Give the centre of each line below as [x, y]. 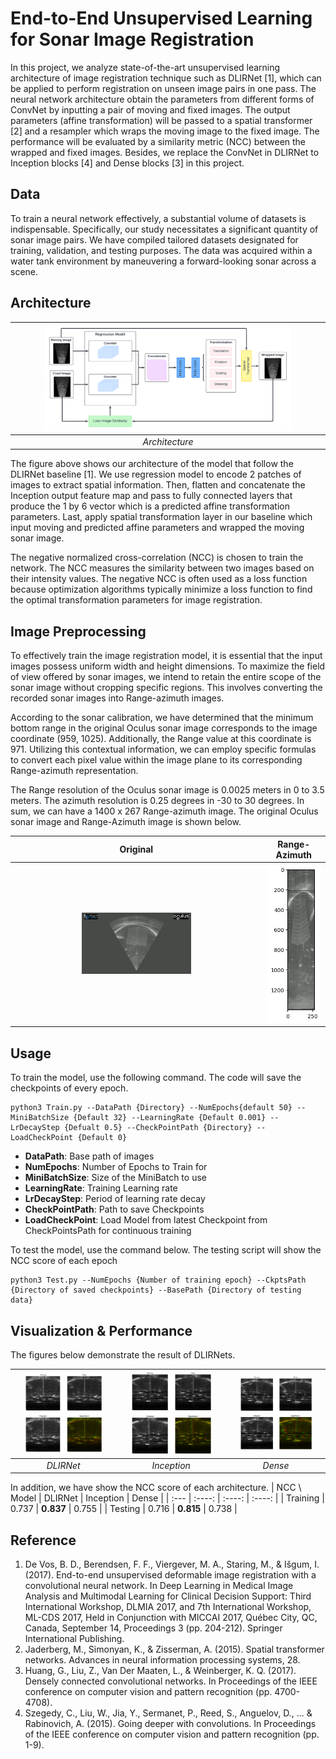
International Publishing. [74, 1639]
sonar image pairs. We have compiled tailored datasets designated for [154, 239]
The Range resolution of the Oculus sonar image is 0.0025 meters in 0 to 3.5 [167, 790]
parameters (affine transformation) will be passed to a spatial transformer [161, 120]
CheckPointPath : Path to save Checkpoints [114, 1209]
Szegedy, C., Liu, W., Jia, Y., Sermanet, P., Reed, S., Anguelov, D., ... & [168, 1713]
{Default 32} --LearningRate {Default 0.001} [170, 1118]
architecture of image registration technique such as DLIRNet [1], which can [166, 78]
